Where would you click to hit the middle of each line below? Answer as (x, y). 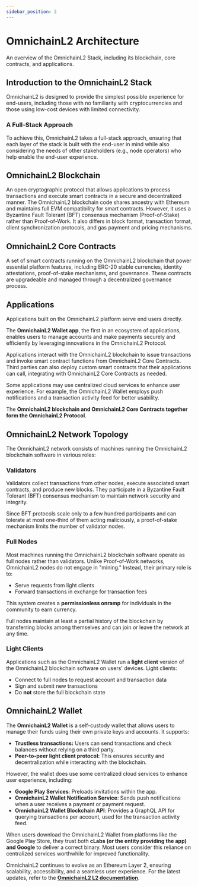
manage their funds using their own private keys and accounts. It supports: (98, 731)
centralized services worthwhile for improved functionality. (78, 853)
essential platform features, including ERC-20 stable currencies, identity (94, 267)
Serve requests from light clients (55, 585)
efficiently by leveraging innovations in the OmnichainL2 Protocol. (87, 343)
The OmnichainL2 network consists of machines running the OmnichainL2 (97, 448)
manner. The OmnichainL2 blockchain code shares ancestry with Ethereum (98, 202)
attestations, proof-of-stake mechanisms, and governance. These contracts (99, 273)
